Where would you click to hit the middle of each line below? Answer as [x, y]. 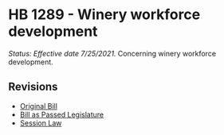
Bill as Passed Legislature [62, 114]
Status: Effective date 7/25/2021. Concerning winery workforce [112, 53]
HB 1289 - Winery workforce [104, 15]
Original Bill [39, 106]
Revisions [33, 87]
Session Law [41, 123]
